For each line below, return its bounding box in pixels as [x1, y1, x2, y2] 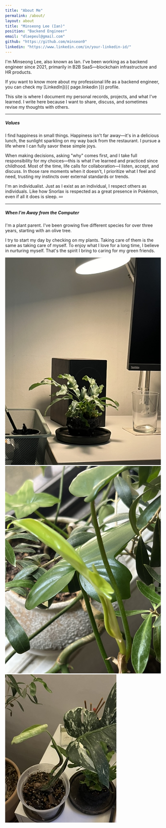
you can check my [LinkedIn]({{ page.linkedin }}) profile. [5, 84, 120, 90]
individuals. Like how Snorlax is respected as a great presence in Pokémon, [5, 188, 159, 194]
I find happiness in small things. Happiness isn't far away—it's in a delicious [5, 132, 159, 138]
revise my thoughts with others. [5, 104, 70, 110]
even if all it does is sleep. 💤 [5, 193, 63, 200]
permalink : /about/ [5, 13, 45, 18]
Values [5, 120, 20, 126]
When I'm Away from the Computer [5, 210, 80, 216]
